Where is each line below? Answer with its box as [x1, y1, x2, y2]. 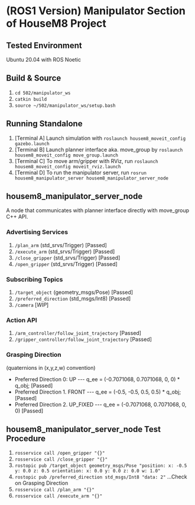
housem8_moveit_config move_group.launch [14, 152, 118, 158]
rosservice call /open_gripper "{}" [14, 450, 105, 456]
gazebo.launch [14, 140, 50, 146]
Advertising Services [6, 228, 69, 236]
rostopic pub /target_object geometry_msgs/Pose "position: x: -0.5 [14, 463, 187, 469]
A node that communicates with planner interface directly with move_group [6, 207, 190, 214]
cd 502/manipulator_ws [14, 90, 71, 96]
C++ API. [6, 213, 28, 220]
